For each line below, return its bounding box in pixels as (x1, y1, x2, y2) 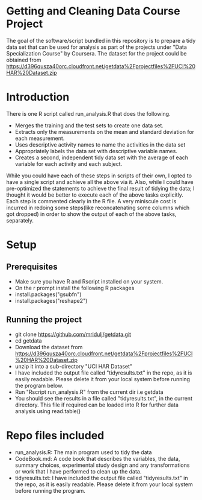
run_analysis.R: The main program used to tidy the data (14, 448, 152, 456)
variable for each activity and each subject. (14, 160, 123, 167)
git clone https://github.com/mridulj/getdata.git (14, 331, 131, 338)
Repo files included (6, 428, 105, 442)
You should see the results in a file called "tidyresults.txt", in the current (14, 394, 192, 402)
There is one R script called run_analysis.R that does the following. (6, 110, 171, 117)
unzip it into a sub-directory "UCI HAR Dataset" (14, 362, 133, 370)
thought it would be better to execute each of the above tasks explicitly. (6, 191, 183, 198)
